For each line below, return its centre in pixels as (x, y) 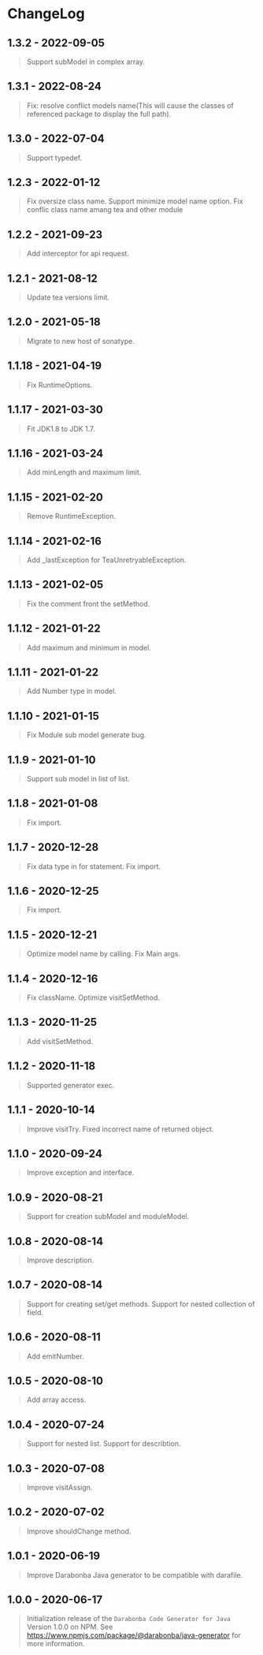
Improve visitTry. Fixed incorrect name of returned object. (120, 1129)
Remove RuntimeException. (71, 516)
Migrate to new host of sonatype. (80, 341)
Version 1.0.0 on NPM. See (70, 1627)
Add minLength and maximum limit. (84, 472)
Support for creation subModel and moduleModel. (108, 1217)
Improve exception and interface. (80, 1172)
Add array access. (56, 1400)
